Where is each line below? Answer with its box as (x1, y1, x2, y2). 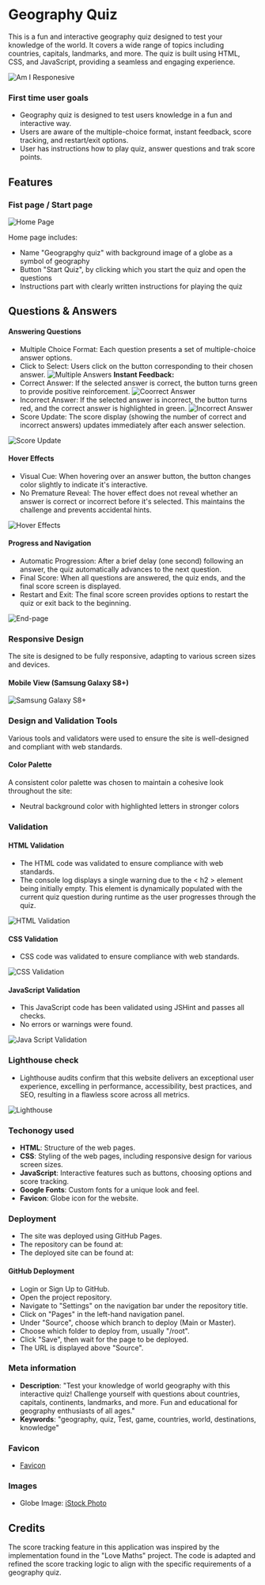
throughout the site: (8, 786, 73, 795)
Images (8, 1480, 38, 1491)
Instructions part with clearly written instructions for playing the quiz (19, 281, 243, 291)
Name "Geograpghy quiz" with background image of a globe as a (19, 247, 233, 257)
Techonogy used (8, 1124, 74, 1135)
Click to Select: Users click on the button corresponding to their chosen (19, 361, 253, 370)
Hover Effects (8, 454, 55, 463)
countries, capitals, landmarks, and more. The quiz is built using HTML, (8, 48, 240, 58)
